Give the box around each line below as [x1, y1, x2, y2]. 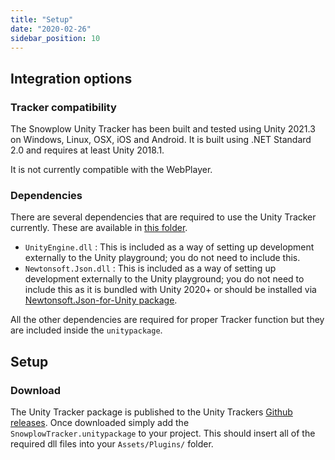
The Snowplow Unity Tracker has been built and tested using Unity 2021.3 [10, 123, 316, 135]
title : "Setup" [10, 14, 74, 25]
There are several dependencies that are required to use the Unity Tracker [10, 211, 317, 223]
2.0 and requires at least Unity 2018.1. [10, 144, 165, 156]
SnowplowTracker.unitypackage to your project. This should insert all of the [10, 427, 316, 440]
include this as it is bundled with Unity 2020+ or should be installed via [24, 284, 317, 296]
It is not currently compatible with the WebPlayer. [10, 164, 213, 176]
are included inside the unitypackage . [10, 324, 163, 336]
